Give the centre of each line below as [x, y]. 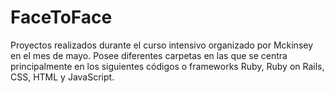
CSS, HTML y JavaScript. [62, 77]
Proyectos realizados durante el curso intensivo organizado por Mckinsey [162, 45]
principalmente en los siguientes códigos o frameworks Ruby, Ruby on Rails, [167, 66]
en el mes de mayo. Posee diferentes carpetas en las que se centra [149, 55]
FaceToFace [61, 17]
